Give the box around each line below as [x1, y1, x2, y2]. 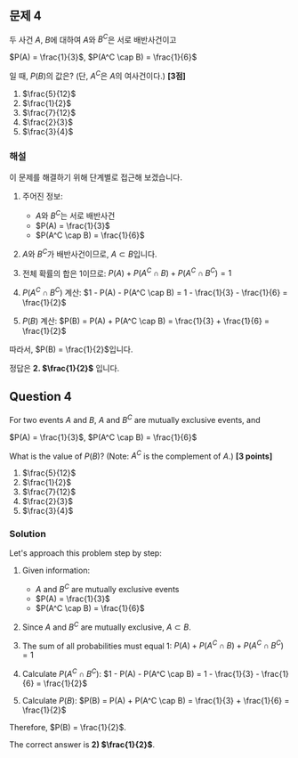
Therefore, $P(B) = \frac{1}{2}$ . [9, 722, 126, 733]
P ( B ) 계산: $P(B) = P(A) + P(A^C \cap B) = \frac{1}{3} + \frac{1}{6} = [21, 315, 270, 327]
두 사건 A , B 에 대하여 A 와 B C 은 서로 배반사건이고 [9, 32, 177, 45]
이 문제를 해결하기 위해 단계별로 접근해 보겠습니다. [9, 172, 183, 183]
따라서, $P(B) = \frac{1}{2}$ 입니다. [9, 344, 133, 355]
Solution [9, 528, 47, 541]
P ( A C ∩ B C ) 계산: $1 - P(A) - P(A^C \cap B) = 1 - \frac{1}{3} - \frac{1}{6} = [21, 286, 288, 298]
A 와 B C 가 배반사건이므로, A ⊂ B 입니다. [21, 248, 157, 259]
